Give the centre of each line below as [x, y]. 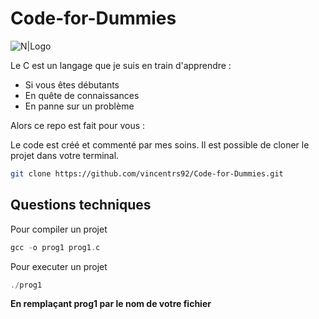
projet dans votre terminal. [65, 155]
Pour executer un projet [59, 266]
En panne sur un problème [79, 106]
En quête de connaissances [82, 95]
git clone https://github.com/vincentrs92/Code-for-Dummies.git [147, 173]
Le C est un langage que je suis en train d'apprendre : [121, 65]
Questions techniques [81, 205]
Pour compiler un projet [59, 229]
